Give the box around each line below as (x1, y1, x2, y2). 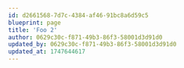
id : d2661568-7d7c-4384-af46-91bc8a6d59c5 (8, 11, 149, 20)
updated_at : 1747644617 (8, 48, 86, 55)
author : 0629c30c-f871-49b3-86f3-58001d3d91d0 (8, 33, 163, 41)
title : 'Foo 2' (8, 26, 58, 34)
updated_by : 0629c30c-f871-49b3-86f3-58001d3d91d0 (8, 41, 177, 48)
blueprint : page (8, 19, 61, 27)
